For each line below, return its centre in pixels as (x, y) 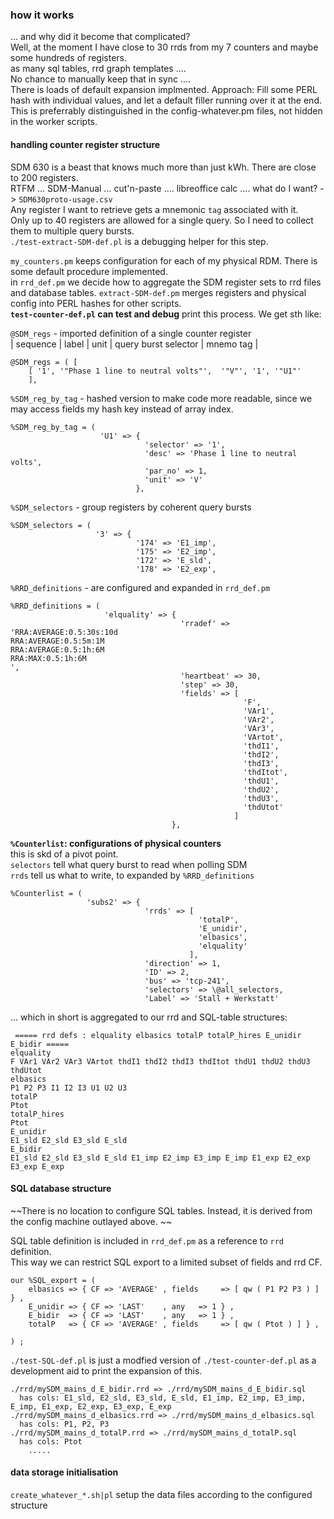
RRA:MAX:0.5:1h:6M (48, 658)
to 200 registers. (44, 177)
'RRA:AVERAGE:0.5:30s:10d (64, 632)
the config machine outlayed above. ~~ (91, 1221)
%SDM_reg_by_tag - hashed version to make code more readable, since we (161, 398)
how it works (42, 15)
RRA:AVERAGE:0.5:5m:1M (57, 641)
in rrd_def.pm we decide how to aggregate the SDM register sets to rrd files (166, 282)
